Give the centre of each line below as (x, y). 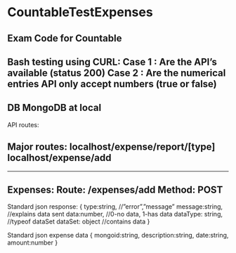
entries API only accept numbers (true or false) (112, 84)
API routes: (24, 124)
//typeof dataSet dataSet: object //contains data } (79, 221)
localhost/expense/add (59, 158)
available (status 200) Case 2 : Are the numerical (117, 73)
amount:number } (33, 242)
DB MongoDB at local (54, 108)
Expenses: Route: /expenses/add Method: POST (115, 189)
